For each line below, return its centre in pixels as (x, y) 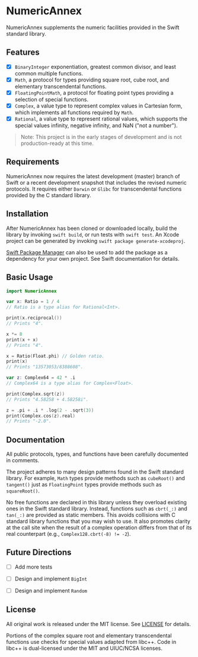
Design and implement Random (51, 590)
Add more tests (33, 567)
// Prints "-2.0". (29, 421)
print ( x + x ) (22, 340)
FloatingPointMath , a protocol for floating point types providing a (94, 93)
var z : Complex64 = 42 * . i (41, 378)
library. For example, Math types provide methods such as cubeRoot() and (96, 478)
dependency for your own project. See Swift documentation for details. (93, 258)
